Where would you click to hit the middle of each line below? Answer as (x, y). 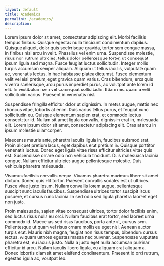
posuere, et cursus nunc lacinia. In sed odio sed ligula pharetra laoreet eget (81, 197)
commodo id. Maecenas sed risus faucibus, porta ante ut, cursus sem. (76, 222)
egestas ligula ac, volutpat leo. (36, 258)
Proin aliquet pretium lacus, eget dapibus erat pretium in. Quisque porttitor (80, 145)
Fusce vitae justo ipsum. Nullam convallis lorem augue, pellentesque (74, 186)
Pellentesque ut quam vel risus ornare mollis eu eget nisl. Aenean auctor (78, 227)
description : (18, 23)
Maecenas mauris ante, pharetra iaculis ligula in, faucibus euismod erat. (78, 140)
